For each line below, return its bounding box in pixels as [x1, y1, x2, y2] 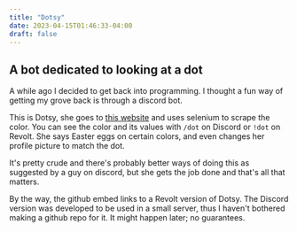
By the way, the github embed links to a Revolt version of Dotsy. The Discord [9, 194, 289, 205]
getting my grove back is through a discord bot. [9, 95, 184, 106]
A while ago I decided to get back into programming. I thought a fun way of [9, 86, 284, 97]
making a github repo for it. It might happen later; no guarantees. [9, 213, 246, 223]
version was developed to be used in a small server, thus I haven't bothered [9, 203, 285, 213]
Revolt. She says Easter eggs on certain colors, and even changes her [9, 131, 265, 142]
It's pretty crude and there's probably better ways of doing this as [9, 158, 250, 168]
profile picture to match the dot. [9, 141, 126, 151]
